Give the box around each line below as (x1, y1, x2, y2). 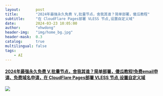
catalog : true (5, 39, 45, 44)
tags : (5, 48, 16, 53)
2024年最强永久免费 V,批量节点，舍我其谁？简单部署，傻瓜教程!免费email (5, 68, 154, 74)
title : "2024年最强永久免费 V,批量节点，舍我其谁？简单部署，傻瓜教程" (5, 12, 150, 17)
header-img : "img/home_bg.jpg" (5, 30, 73, 35)
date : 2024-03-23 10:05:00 (5, 21, 78, 26)
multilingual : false (5, 44, 47, 48)
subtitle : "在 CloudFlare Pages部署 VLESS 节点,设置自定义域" (5, 16, 135, 21)
